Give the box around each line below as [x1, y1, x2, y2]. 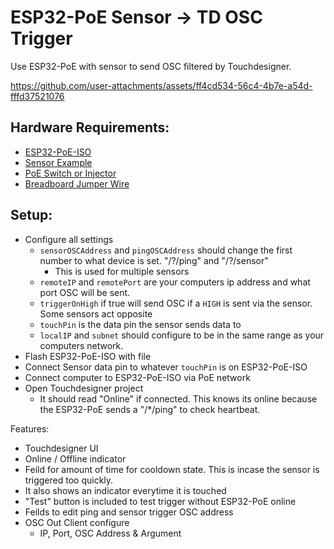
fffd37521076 [10, 90, 65, 102]
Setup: [10, 207, 53, 224]
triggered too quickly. [24, 474, 114, 486]
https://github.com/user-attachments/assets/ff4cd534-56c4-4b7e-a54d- [10, 79, 313, 91]
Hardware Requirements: [10, 119, 170, 136]
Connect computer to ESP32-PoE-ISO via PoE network [24, 371, 251, 383]
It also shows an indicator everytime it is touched [24, 484, 227, 496]
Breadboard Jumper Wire [24, 177, 130, 190]
